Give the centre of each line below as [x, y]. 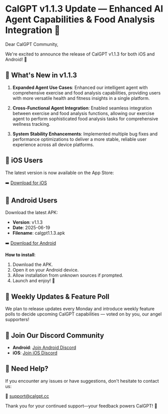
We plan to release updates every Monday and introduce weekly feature [80, 309]
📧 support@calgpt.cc [27, 396]
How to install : [21, 255]
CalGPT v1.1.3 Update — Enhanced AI [84, 9]
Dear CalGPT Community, [32, 44]
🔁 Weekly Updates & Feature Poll [57, 297]
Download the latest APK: [32, 213]
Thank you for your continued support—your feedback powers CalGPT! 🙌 [81, 406]
